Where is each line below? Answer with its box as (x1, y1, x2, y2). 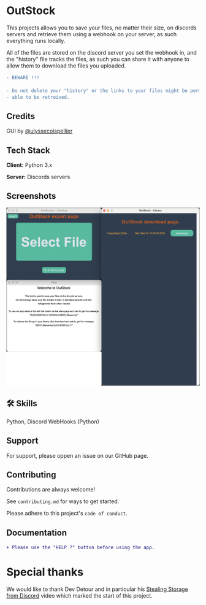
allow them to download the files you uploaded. (6, 62, 126, 69)
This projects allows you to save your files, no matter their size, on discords (6, 24, 197, 31)
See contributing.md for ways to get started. (6, 498, 120, 505)
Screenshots (6, 191, 56, 201)
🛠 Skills (6, 398, 38, 409)
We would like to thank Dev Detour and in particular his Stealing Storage (6, 585, 188, 593)
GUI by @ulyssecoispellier (6, 127, 73, 135)
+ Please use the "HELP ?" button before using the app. (6, 544, 155, 551)
